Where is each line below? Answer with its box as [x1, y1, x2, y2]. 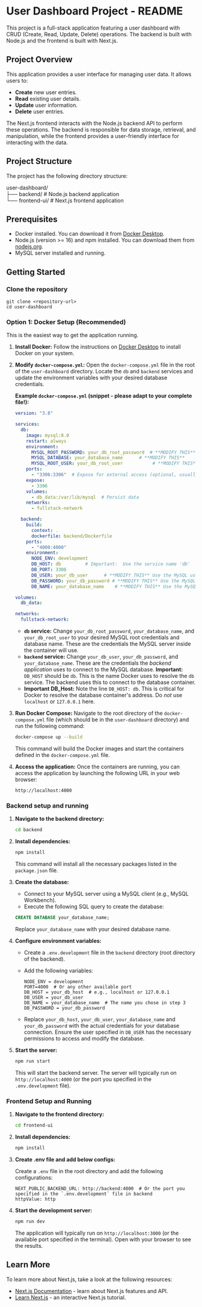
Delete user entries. [14, 107, 65, 115]
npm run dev [14, 1218, 45, 1224]
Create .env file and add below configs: [14, 1156, 115, 1163]
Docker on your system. [14, 350, 75, 357]
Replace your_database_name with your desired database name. [14, 925, 171, 932]
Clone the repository [6, 285, 68, 293]
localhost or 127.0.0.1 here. [23, 698, 95, 705]
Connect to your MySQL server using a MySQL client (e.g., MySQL [23, 890, 189, 897]
